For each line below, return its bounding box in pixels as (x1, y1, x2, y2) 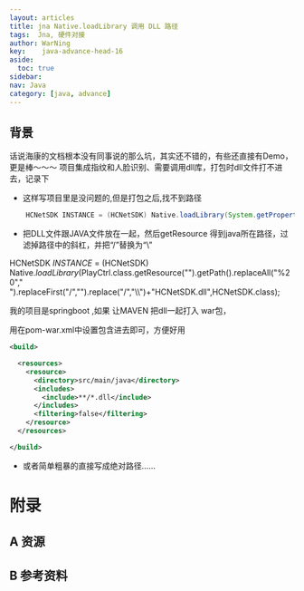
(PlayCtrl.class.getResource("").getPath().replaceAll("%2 (78, 267, 290, 278)
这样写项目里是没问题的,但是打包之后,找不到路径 (22, 192, 202, 204)
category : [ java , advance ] (9, 89, 111, 98)
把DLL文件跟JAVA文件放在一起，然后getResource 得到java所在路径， (22, 228, 280, 239)
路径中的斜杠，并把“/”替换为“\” (38, 239, 153, 250)
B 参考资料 (9, 567, 68, 583)
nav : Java (9, 81, 47, 90)
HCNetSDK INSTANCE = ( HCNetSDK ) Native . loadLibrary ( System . (25, 210, 257, 220)
